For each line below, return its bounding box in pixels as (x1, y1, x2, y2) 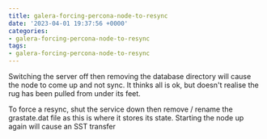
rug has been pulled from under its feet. (8, 89, 142, 98)
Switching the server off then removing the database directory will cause (8, 72, 252, 81)
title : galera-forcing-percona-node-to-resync (8, 11, 168, 20)
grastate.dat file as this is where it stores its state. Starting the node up (8, 113, 244, 122)
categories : (8, 27, 49, 35)
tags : (8, 42, 27, 50)
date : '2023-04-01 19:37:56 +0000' (8, 19, 129, 27)
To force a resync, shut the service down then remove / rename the (8, 104, 233, 114)
